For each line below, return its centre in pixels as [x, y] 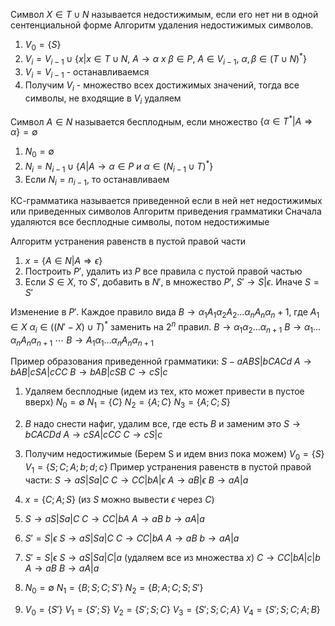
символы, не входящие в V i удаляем [103, 99]
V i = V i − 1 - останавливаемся [87, 73]
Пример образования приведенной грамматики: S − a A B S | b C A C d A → [161, 361]
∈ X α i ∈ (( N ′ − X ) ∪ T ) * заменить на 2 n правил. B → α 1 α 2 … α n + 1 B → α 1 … [166, 327]
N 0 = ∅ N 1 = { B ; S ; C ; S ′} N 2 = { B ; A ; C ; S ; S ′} [114, 588]
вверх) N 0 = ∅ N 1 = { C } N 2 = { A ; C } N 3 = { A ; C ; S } [127, 403]
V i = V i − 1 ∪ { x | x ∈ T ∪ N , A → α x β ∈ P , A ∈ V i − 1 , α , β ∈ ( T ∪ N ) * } [165, 59]
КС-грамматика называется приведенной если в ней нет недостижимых [166, 201]
